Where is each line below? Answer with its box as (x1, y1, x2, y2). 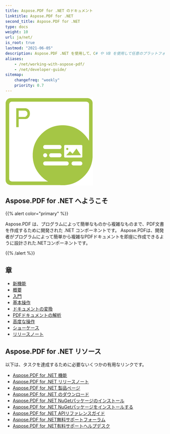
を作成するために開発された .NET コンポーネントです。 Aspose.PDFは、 (5, 227, 155, 233)
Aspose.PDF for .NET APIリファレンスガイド (12, 410, 105, 416)
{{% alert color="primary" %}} (5, 210, 69, 216)
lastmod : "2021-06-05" (5, 46, 53, 51)
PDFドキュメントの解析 (12, 312, 62, 318)
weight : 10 (5, 29, 28, 35)
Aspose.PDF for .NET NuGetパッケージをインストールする (12, 404, 134, 410)
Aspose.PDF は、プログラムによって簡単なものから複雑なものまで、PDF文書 (5, 221, 164, 227)
